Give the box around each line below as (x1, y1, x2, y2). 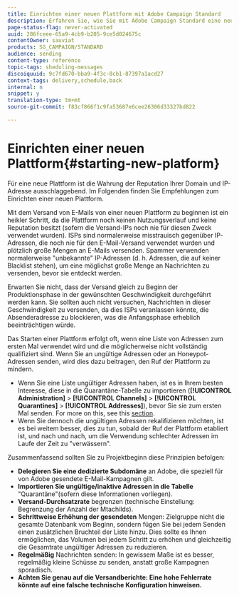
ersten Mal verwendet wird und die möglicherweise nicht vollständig (7, 342, 208, 350)
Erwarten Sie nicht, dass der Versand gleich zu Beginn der (7, 283, 179, 291)
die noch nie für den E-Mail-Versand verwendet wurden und (38, 238, 216, 247)
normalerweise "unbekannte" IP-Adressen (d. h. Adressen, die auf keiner (7, 253, 221, 262)
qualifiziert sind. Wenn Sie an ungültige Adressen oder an (7, 349, 176, 358)
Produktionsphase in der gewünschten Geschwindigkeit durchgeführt (7, 290, 211, 298)
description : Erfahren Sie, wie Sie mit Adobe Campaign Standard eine (7, 17, 221, 24)
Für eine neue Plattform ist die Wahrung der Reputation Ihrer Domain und (7, 179, 221, 188)
